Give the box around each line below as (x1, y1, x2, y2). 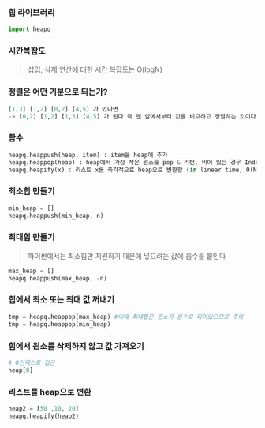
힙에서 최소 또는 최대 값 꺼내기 (8, 295, 115, 306)
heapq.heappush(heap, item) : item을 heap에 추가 (8, 151, 168, 159)
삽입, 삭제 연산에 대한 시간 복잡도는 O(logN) (27, 65, 163, 74)
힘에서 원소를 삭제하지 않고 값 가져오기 (8, 340, 144, 351)
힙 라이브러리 (8, 6, 55, 17)
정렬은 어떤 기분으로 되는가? (8, 87, 108, 98)
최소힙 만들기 (8, 186, 55, 197)
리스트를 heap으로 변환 (8, 386, 92, 397)
